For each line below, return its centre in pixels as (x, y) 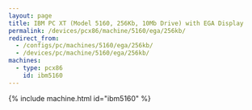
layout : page (30, 16)
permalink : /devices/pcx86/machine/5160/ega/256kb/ (97, 31)
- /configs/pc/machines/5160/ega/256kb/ (84, 46)
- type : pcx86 (39, 68)
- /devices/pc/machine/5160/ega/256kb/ (83, 53)
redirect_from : (34, 38)
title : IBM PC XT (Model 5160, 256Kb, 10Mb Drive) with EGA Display (126, 23)
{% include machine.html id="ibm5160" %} (80, 98)
